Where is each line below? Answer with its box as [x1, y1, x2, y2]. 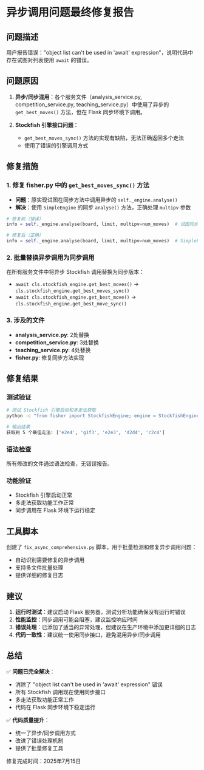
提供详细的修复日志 [15, 571, 64, 579]
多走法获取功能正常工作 [15, 696, 74, 703]
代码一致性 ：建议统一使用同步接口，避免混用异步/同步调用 [15, 631, 161, 638]
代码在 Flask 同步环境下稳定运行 [15, 703, 96, 710]
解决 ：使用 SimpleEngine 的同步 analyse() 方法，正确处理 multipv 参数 [15, 203, 191, 211]
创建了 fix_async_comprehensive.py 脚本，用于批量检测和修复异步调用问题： [6, 543, 197, 551]
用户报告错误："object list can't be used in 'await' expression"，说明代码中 [6, 49, 193, 56]
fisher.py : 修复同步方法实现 [15, 353, 84, 361]
